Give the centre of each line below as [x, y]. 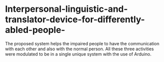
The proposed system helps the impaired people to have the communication [82, 43]
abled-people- [35, 30]
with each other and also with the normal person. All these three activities [80, 49]
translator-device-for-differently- [75, 19]
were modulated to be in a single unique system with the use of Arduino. [78, 54]
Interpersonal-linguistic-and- [67, 9]
